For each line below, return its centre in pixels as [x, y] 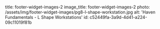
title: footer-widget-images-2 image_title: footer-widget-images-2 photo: [78, 7]
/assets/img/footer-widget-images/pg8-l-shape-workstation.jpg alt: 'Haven [80, 12]
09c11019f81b [18, 22]
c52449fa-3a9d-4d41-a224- [118, 17]
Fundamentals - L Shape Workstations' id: [47, 17]
